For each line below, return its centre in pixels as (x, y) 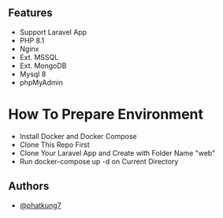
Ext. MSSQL (39, 57)
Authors (29, 186)
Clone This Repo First (54, 145)
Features (30, 13)
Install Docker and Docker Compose (78, 136)
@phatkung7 (40, 205)
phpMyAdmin (41, 82)
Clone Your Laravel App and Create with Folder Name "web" (117, 152)
